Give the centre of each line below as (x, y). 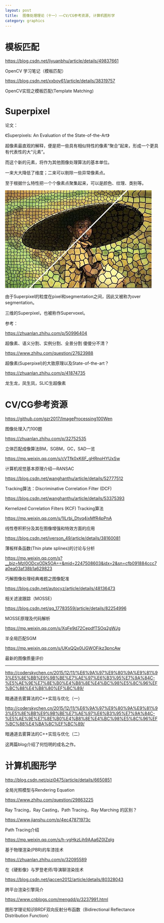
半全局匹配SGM (21, 638)
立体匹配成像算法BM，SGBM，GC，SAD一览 (50, 449)
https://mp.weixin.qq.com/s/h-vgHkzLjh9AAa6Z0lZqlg (60, 840)
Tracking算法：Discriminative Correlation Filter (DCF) (59, 489)
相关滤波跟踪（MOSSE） (30, 599)
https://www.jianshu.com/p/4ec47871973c (48, 820)
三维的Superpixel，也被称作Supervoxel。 (46, 313)
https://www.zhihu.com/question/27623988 (49, 353)
